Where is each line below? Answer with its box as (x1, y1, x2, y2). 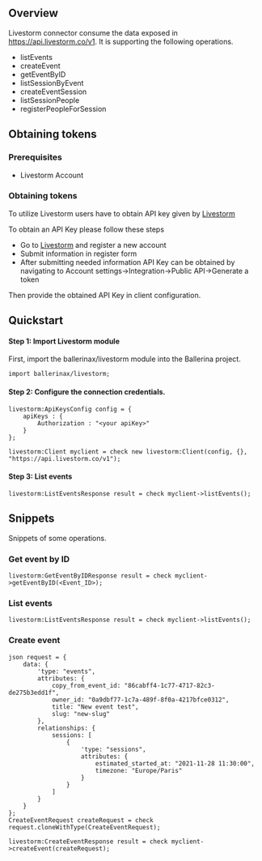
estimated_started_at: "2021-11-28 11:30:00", (95, 759, 255, 768)
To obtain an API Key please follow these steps (8, 224, 164, 234)
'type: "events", (37, 667, 95, 676)
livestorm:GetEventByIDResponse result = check (8, 571, 172, 580)
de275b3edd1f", (8, 688, 60, 697)
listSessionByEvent (19, 78, 84, 87)
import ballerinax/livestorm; (8, 370, 111, 378)
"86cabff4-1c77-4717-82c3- (124, 681, 216, 689)
